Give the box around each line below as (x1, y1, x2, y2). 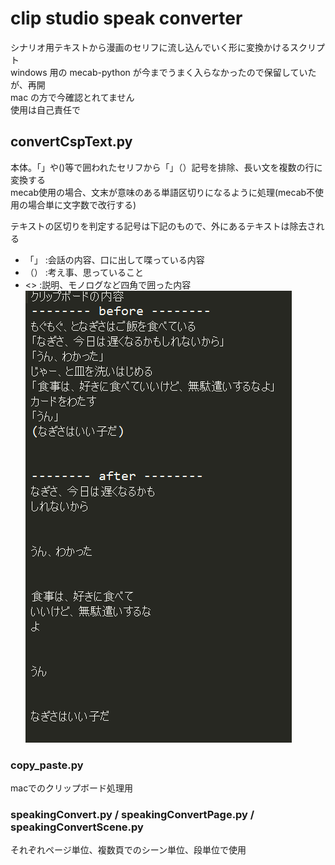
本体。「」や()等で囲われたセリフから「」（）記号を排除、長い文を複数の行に (10, 161, 323, 173)
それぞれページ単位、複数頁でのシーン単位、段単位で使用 (10, 844, 247, 856)
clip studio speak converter (10, 7, 243, 30)
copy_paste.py (10, 758, 84, 772)
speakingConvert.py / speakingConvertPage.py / (10, 807, 255, 821)
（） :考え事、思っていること (24, 266, 145, 278)
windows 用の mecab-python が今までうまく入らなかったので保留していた (10, 66, 317, 78)
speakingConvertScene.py (10, 820, 144, 834)
